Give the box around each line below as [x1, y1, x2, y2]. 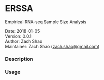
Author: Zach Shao [5, 38, 43, 44]
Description [5, 55, 33, 62]
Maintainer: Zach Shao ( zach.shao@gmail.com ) [5, 43, 100, 49]
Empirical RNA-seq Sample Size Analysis [5, 19, 87, 25]
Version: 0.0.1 [5, 33, 31, 39]
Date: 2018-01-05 [5, 28, 40, 34]
